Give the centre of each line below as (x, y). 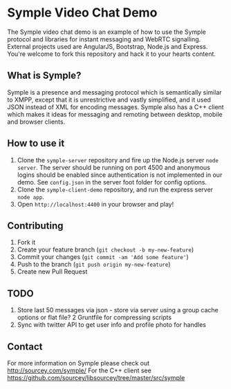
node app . (31, 197)
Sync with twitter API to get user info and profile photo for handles (111, 325)
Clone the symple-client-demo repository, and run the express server (115, 189)
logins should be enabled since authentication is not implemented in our (120, 175)
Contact (25, 347)
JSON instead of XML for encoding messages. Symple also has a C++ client (115, 107)
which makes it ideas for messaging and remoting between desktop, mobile (115, 114)
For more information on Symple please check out (78, 363)
